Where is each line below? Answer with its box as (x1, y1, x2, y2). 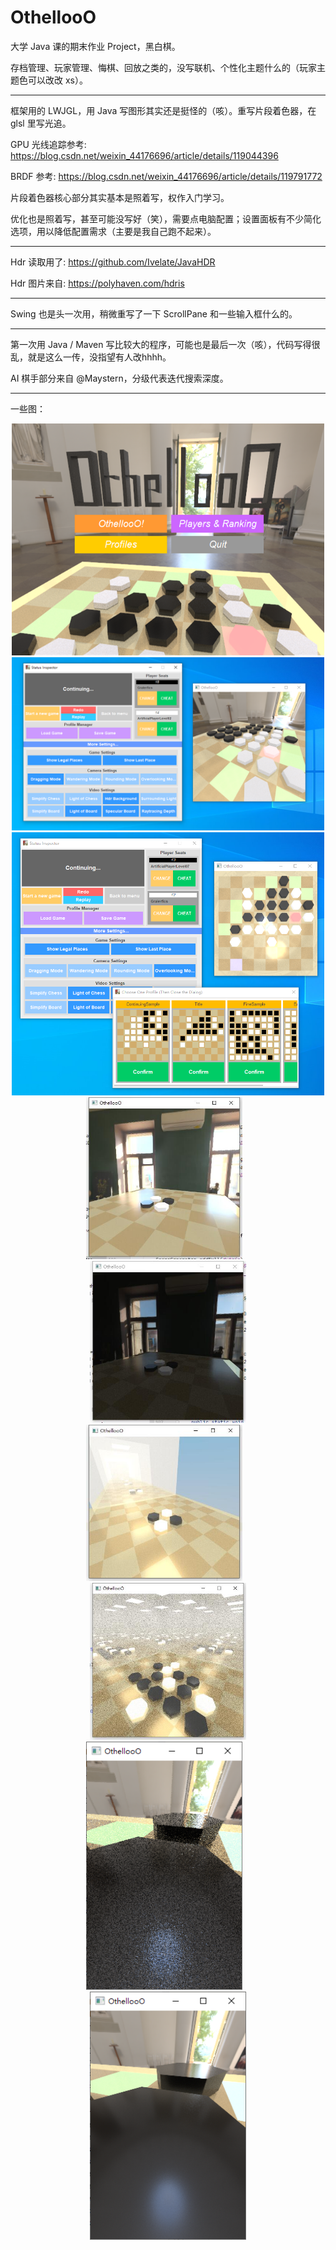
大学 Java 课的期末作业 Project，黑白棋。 (10, 40, 181, 52)
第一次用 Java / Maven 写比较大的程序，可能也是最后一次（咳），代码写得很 (10, 338, 321, 350)
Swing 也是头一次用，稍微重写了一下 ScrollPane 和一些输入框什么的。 (10, 307, 298, 320)
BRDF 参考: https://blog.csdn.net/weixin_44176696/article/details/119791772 (10, 170, 323, 182)
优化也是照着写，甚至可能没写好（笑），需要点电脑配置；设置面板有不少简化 (10, 212, 322, 225)
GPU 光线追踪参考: (10, 138, 87, 150)
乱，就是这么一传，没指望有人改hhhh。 (10, 351, 172, 363)
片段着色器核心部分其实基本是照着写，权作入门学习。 (10, 191, 230, 203)
